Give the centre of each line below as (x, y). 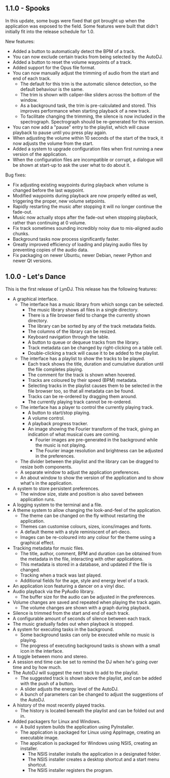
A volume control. (46, 418)
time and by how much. (37, 667)
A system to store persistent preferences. (56, 488)
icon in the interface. (42, 651)
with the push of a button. (47, 683)
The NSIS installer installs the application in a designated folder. (94, 754)
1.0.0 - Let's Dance (36, 277)
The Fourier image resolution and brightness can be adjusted (99, 450)
